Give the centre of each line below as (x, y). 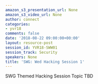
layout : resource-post (29, 43)
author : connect (22, 19)
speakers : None (21, 57)
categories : (18, 24)
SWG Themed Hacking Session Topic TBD (49, 76)
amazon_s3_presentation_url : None (42, 10)
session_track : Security (31, 52)
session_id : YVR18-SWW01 (31, 48)
